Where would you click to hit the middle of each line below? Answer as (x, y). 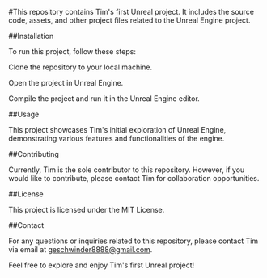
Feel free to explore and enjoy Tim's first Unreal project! (102, 265)
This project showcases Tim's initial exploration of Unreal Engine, (117, 130)
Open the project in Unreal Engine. (66, 83)
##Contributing (34, 154)
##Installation (31, 36)
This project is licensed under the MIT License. (87, 210)
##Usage (24, 114)
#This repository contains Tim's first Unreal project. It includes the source (131, 12)
